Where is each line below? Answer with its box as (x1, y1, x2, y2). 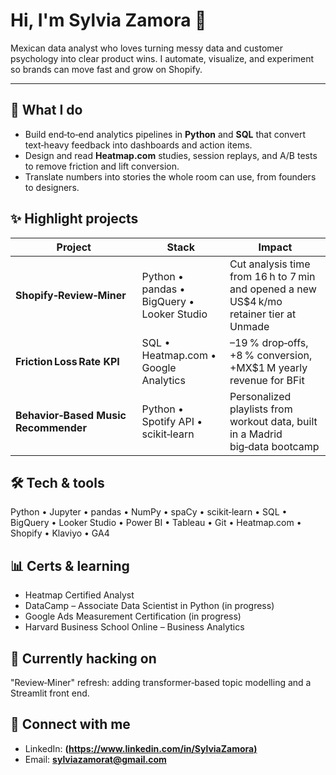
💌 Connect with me (10, 716, 131, 733)
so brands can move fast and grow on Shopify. (10, 63, 203, 75)
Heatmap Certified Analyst (24, 589, 135, 601)
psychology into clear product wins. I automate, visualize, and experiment (10, 52, 314, 64)
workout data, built (229, 414, 318, 428)
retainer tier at (229, 307, 297, 321)
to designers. (24, 181, 80, 193)
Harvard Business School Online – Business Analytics (24, 621, 245, 633)
